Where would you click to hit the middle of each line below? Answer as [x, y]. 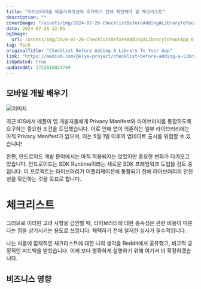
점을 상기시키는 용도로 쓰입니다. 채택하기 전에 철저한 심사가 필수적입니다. [102, 230]
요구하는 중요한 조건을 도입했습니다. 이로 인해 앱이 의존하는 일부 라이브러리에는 [98, 129]
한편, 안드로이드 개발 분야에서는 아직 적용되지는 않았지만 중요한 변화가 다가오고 [98, 157]
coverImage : [21, 23]
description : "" [26, 17]
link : [13, 56]
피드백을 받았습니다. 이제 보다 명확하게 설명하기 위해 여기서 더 [94, 251]
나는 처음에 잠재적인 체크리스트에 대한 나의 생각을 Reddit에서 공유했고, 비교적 [96, 244]
